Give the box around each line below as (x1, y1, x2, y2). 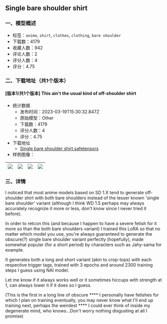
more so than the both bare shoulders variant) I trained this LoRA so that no (5, 226, 161, 232)
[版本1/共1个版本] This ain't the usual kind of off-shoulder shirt (5, 90, 136, 96)
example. (5, 247, 24, 253)
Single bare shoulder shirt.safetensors (19, 145, 99, 151)
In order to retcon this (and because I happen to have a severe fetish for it (5, 221, 157, 227)
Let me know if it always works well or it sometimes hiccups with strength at (5, 277, 162, 283)
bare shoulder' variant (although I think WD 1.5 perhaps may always (5, 200, 144, 206)
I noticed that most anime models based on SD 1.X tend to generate (5, 190, 144, 196)
